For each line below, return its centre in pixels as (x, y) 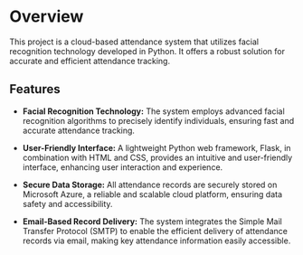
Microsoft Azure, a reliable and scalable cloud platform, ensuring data (152, 194)
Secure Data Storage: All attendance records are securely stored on (150, 184)
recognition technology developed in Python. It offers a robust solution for (147, 51)
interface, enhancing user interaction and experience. (123, 167)
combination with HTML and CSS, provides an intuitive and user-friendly (157, 157)
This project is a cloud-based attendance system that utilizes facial (134, 42)
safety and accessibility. (67, 203)
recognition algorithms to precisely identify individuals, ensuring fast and (158, 120)
